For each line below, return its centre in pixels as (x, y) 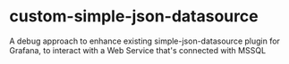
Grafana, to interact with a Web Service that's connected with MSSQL (138, 50)
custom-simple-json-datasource (134, 16)
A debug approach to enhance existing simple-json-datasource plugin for (144, 41)
